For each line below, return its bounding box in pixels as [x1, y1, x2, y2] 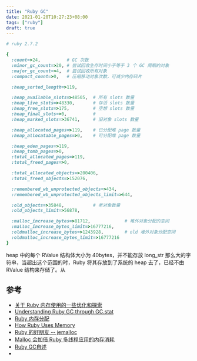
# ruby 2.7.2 [6, 41, 38, 47]
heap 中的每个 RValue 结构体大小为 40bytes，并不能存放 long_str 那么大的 [6, 251, 186, 258]
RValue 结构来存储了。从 [6, 266, 66, 273]
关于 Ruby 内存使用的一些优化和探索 [14, 302, 103, 309]
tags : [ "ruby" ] [6, 19, 44, 25]
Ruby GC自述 [14, 343, 47, 350]
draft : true [6, 25, 35, 31]
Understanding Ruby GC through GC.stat [14, 308, 113, 315]
